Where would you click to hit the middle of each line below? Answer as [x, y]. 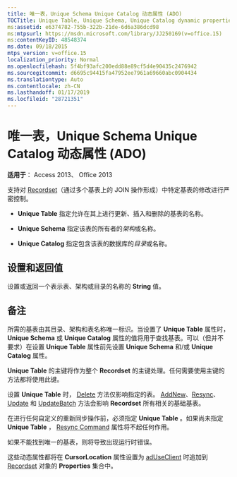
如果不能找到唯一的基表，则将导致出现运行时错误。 [81, 442]
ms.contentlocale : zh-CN [44, 86]
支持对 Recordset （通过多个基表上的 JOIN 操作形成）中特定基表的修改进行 [115, 189]
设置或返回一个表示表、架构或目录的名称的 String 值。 [86, 286]
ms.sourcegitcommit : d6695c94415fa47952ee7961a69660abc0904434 [102, 73]
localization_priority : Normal [53, 60]
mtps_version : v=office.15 [47, 54]
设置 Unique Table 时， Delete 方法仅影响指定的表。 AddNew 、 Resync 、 [114, 394]
